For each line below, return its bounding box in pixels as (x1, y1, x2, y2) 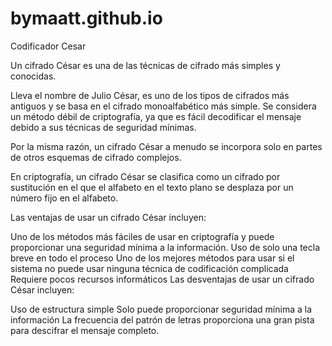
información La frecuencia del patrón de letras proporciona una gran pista (10, 313, 315, 326)
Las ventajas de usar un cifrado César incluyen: (10, 211, 207, 223)
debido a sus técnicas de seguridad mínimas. (10, 121, 197, 133)
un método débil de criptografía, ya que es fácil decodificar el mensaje (10, 110, 302, 122)
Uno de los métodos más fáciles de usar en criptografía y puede (10, 230, 275, 242)
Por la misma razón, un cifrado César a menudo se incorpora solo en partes (10, 140, 323, 152)
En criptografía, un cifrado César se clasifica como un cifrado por (10, 170, 281, 182)
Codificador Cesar (10, 40, 87, 52)
